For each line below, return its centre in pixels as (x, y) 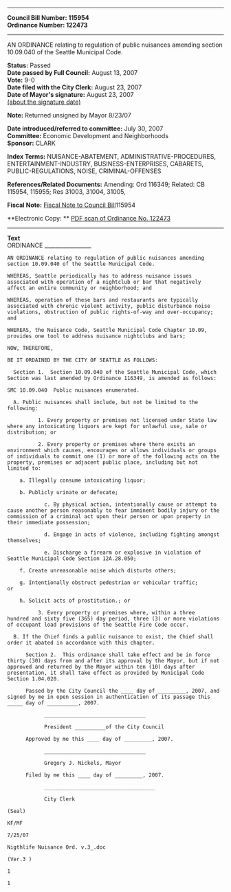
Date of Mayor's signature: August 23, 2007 (70, 94)
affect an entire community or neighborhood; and (80, 288)
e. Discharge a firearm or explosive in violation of (122, 553)
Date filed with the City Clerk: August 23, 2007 (75, 87)
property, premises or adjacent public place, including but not (102, 462)
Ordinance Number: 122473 (47, 25)
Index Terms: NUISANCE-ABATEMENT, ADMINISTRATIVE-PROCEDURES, (112, 156)
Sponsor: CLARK (32, 143)
